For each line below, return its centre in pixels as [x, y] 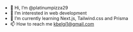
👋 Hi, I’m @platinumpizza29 [39, 8]
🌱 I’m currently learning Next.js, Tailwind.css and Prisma [69, 18]
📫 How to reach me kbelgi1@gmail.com [52, 24]
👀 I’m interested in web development [48, 13]
